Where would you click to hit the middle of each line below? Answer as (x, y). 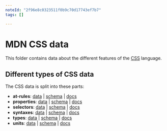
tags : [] (15, 15)
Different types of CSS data (50, 74)
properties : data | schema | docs (47, 102)
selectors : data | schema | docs (46, 107)
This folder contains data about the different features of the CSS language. (83, 58)
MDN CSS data (37, 44)
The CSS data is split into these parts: (45, 86)
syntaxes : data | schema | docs (46, 113)
